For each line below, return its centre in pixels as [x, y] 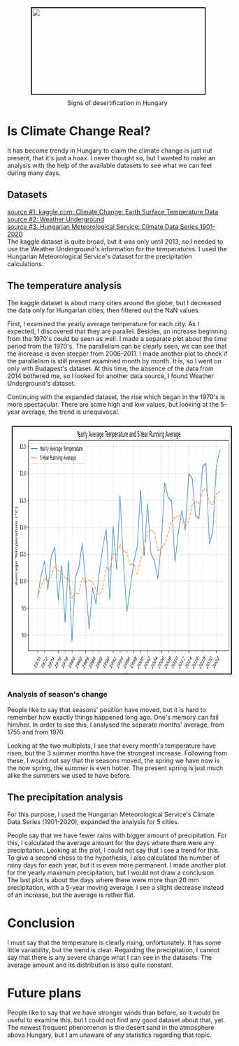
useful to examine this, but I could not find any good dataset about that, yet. [116, 1020]
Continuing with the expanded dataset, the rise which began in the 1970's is [116, 397]
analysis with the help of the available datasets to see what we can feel [109, 165]
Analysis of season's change [58, 695]
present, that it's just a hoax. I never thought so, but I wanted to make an [111, 158]
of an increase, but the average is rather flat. [71, 895]
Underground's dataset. [42, 383]
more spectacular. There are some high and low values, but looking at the [113, 404]
